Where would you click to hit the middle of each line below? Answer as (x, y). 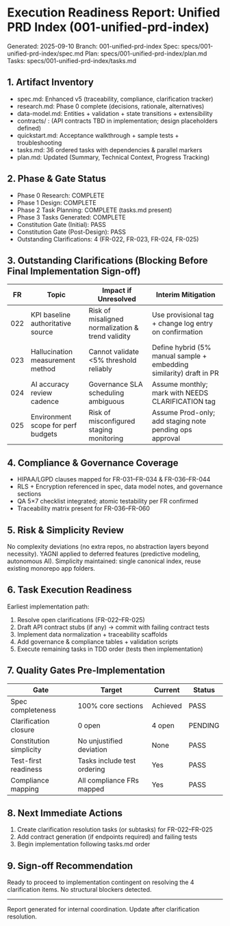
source (42, 332)
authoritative (51, 324)
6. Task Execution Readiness (69, 590)
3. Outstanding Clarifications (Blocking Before (107, 260)
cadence (45, 401)
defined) (29, 128)
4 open (163, 725)
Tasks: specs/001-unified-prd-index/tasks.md (72, 60)
